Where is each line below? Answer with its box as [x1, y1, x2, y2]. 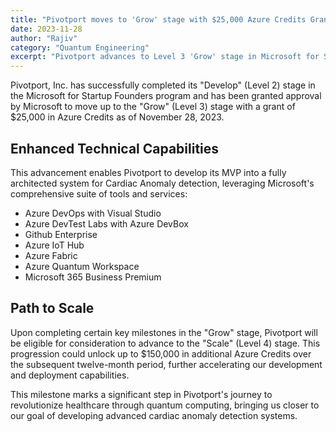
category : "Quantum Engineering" [10, 42, 150, 53]
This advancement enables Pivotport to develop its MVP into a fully [10, 166, 287, 178]
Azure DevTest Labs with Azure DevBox [24, 217, 189, 230]
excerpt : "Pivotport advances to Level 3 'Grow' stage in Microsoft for [10, 52, 320, 62]
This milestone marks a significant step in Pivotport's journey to [10, 388, 273, 400]
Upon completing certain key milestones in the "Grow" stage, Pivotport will [10, 326, 318, 338]
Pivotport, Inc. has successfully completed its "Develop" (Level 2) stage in [10, 79, 316, 91]
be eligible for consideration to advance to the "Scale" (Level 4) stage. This [10, 337, 321, 349]
